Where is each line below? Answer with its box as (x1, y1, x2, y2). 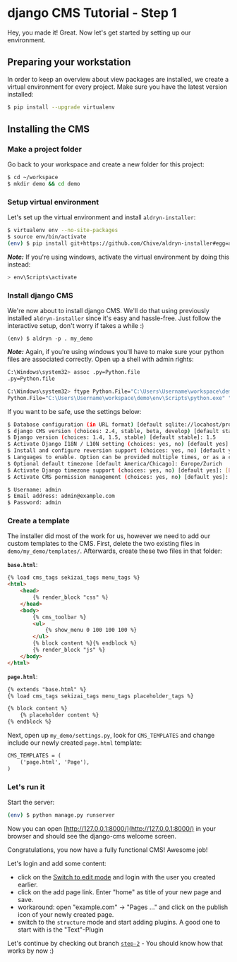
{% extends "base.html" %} (7, 686, 87, 693)
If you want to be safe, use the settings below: (7, 407, 142, 415)
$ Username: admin (7, 486, 61, 493)
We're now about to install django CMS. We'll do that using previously (7, 307, 209, 315)
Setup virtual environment (7, 197, 99, 207)
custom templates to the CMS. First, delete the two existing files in (7, 540, 200, 548)
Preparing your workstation (7, 56, 131, 68)
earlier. (17, 880, 38, 889)
